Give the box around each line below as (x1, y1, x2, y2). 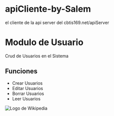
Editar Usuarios (12, 85, 43, 91)
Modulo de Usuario (5, 37, 84, 48)
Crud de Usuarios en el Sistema (5, 53, 69, 59)
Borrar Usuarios (12, 91, 44, 96)
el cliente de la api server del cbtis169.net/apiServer (5, 20, 110, 25)
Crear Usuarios (12, 80, 43, 86)
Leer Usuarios (12, 95, 40, 101)
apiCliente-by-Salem (5, 3, 91, 15)
